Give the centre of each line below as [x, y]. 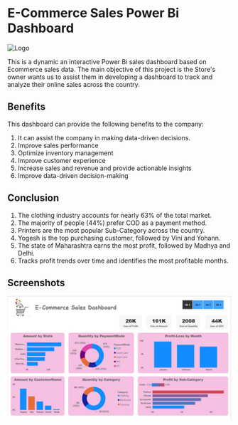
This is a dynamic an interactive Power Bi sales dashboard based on [107, 61]
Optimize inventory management [65, 153]
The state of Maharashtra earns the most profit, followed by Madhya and [124, 245]
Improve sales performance [58, 145]
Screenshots [36, 283]
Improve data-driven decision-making [73, 175]
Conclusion [33, 198]
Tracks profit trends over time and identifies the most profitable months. [123, 261]
